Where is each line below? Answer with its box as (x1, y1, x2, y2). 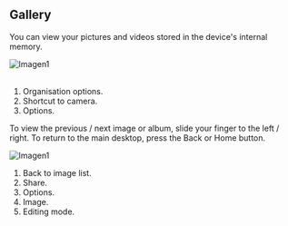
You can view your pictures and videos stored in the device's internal (9, 31, 268, 42)
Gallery (9, 7, 52, 23)
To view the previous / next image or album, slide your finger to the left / (9, 123, 280, 133)
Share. (22, 177, 48, 188)
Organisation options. (22, 85, 104, 96)
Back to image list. (22, 167, 93, 178)
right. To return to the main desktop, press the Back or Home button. (9, 132, 266, 143)
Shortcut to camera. (22, 95, 98, 106)
